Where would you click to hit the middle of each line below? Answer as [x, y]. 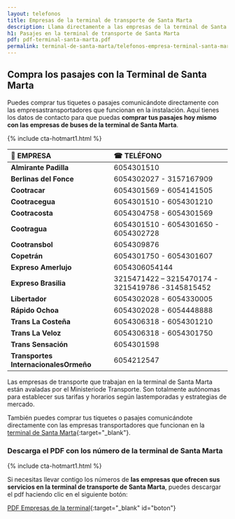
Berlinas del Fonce [42, 179]
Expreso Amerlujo [41, 267]
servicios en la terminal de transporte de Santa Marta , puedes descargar [114, 487]
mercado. [21, 404]
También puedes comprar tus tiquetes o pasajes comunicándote [100, 417]
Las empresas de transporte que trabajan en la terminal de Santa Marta [110, 382]
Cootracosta [32, 213]
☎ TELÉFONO [138, 155]
